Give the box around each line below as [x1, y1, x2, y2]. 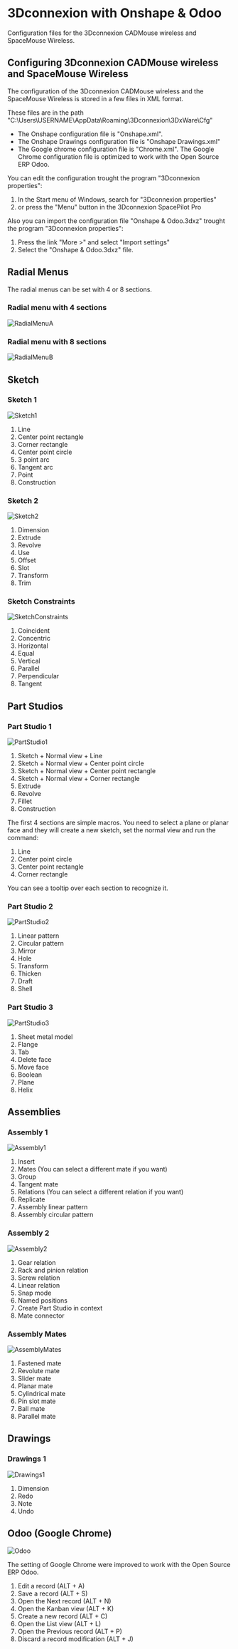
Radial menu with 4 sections [7, 303, 107, 313]
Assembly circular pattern [17, 1210, 94, 1219]
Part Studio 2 [7, 901, 53, 911]
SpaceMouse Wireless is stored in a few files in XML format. [7, 94, 183, 103]
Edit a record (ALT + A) [17, 1581, 85, 1590]
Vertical [17, 657, 40, 666]
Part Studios [7, 700, 64, 712]
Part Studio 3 [7, 1003, 53, 1013]
